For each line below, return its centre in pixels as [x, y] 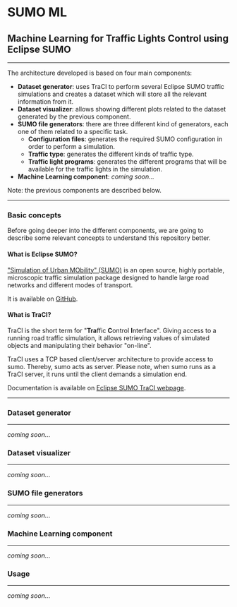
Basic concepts [34, 215]
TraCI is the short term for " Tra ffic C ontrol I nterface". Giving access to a [112, 330]
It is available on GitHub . [43, 299]
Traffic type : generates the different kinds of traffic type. [111, 154]
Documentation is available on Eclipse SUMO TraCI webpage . [97, 387]
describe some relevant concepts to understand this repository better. [109, 238]
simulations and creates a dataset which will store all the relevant [112, 94]
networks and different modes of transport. [70, 285]
